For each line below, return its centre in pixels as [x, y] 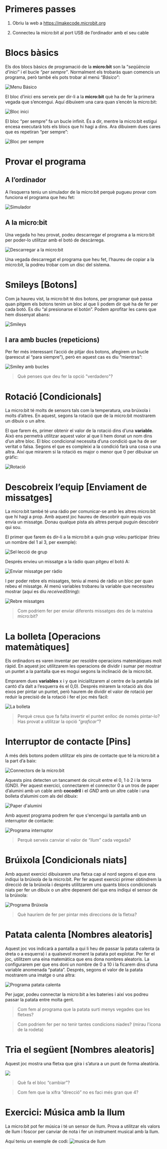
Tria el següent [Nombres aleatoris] [80, 1050]
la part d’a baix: [21, 761]
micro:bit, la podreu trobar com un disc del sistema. [58, 264]
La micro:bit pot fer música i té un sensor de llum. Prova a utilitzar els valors [83, 1126]
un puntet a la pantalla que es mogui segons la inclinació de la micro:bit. [79, 672]
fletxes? [25, 1015]
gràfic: [12, 457]
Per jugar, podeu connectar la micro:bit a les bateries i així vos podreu [77, 994]
